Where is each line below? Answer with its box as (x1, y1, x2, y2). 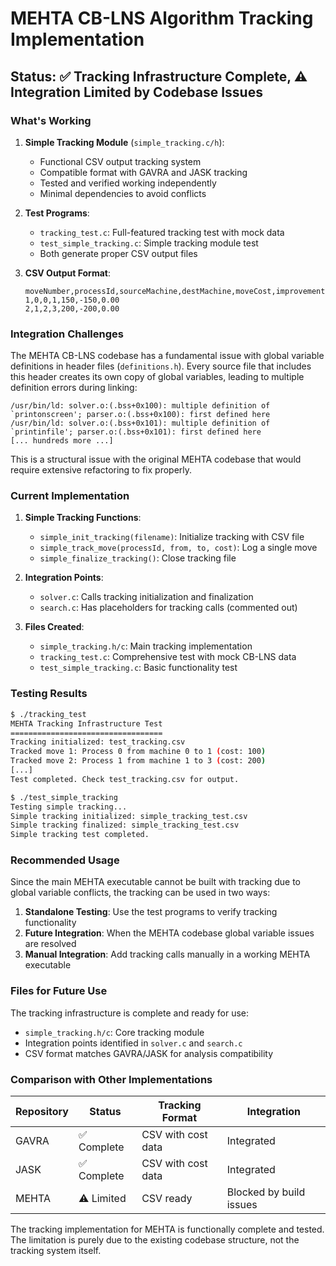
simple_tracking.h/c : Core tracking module (24, 1026, 205, 1038)
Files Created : (24, 621, 85, 633)
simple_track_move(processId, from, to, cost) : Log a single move (39, 542, 318, 554)
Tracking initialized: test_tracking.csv (10, 737, 186, 747)
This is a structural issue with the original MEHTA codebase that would (10, 453, 302, 466)
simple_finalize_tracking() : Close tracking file (39, 552, 237, 564)
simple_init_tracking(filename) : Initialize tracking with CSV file (39, 531, 305, 543)
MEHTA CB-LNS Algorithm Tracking (10, 7, 314, 30)
